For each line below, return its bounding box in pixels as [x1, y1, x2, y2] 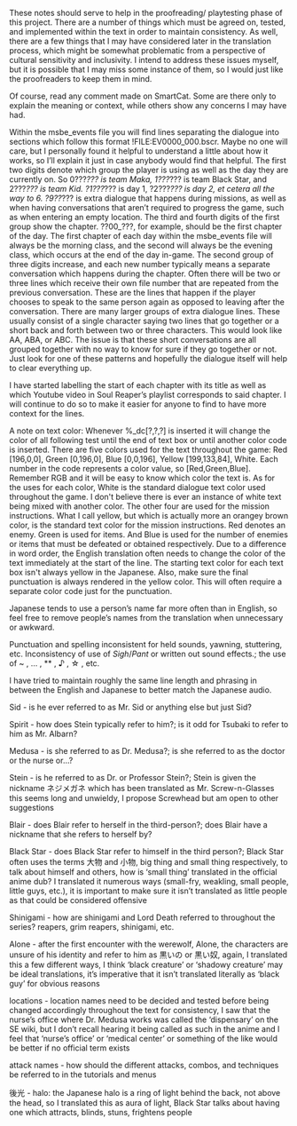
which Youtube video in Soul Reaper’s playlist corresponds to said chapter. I [9, 390, 286, 400]
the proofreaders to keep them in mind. [9, 74, 152, 83]
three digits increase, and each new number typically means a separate [9, 259, 270, 269]
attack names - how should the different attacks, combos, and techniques [9, 1060, 279, 1070]
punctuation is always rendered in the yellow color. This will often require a [9, 576, 282, 587]
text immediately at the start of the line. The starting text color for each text [9, 558, 284, 567]
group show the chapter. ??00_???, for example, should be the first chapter [9, 221, 283, 232]
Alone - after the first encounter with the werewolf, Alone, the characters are [9, 939, 289, 949]
